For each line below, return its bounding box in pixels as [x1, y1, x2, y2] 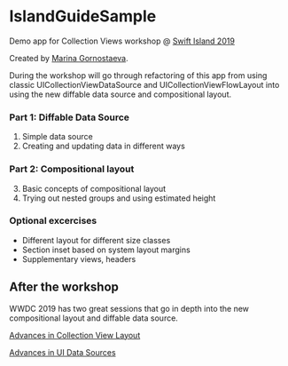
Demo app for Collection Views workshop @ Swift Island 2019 [9, 36, 235, 46]
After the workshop [9, 280, 120, 295]
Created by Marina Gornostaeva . [9, 52, 128, 63]
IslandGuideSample [9, 6, 157, 27]
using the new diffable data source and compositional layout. [9, 89, 232, 99]
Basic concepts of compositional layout [21, 183, 167, 194]
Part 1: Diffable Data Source [9, 111, 130, 123]
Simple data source [21, 131, 93, 142]
